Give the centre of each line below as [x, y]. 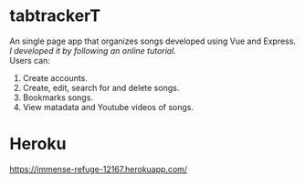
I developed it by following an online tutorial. [93, 50]
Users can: [30, 60]
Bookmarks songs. [58, 97]
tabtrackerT [55, 16]
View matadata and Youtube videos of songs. [108, 107]
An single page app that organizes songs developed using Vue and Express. [153, 41]
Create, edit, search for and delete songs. [101, 87]
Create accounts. [55, 77]
